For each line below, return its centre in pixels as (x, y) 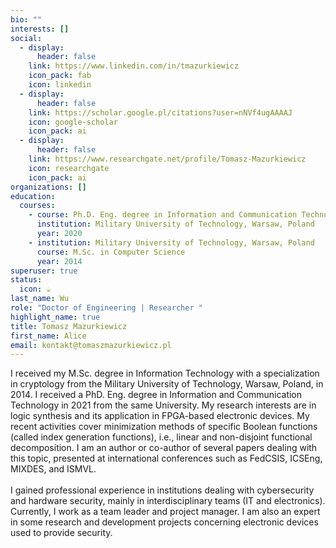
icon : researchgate (69, 168)
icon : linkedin (60, 85)
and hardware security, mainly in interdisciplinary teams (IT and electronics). (168, 501)
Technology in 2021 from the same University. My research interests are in (163, 405)
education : (33, 196)
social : (26, 38)
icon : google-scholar (73, 122)
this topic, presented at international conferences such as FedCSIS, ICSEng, (166, 458)
